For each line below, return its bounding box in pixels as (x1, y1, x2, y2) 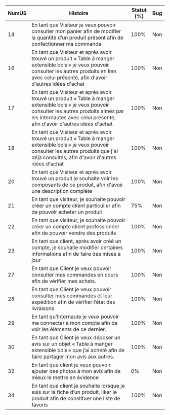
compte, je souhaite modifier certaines (31, 244, 123, 251)
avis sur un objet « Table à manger (31, 340, 113, 347)
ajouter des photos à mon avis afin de (31, 368, 121, 374)
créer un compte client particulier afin (31, 202, 121, 209)
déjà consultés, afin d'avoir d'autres (31, 154, 117, 161)
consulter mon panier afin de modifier (31, 28, 121, 34)
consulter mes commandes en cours (31, 271, 118, 278)
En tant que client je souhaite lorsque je (31, 383, 125, 389)
